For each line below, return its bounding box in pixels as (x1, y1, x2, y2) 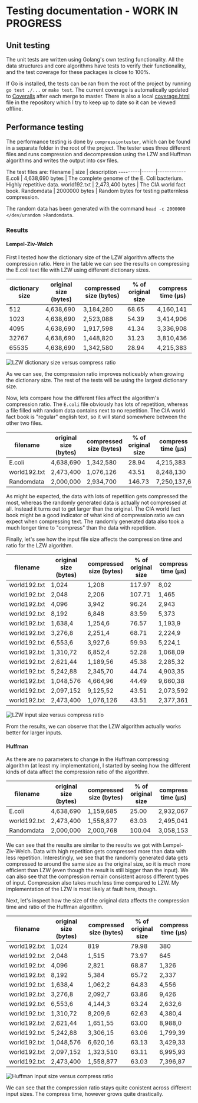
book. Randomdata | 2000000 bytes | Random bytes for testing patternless (6, 187, 189, 194)
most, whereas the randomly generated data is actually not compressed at (6, 499, 187, 506)
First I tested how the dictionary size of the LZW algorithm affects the (6, 253, 174, 261)
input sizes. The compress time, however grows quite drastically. (6, 1091, 164, 1098)
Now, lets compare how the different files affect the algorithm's (6, 394, 160, 401)
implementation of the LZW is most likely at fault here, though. (6, 886, 157, 893)
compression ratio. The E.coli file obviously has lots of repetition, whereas (6, 401, 189, 408)
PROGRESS (6, 17, 62, 30)
